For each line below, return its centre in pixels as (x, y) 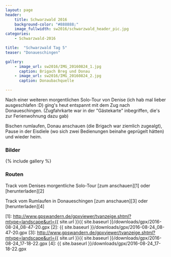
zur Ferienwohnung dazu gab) (37, 116)
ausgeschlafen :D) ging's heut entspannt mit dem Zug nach (68, 105)
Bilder (13, 150)
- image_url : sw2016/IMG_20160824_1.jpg (58, 66)
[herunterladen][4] (25, 206)
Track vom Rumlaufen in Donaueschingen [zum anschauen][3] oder (77, 201)
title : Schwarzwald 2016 (41, 19)
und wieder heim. (24, 137)
